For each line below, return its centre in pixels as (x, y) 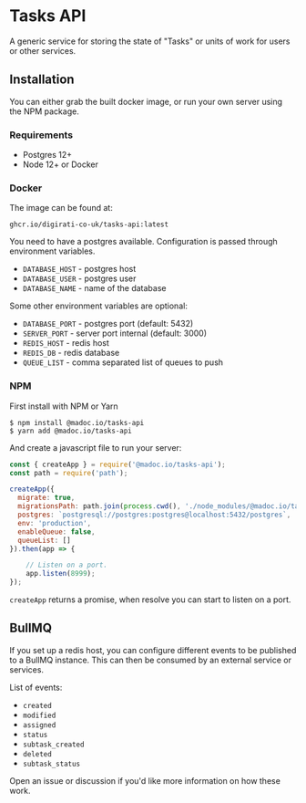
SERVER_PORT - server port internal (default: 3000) (115, 333)
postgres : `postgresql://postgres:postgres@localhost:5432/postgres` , (154, 515)
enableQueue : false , (56, 532)
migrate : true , (46, 498)
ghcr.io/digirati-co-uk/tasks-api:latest (89, 224)
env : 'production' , (55, 523)
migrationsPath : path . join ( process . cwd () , (99, 506)
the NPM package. (44, 111)
